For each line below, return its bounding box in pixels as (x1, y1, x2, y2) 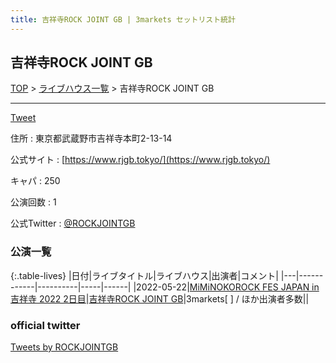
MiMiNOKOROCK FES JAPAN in (189, 281, 320, 293)
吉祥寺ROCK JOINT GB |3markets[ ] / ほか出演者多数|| (88, 292, 310, 305)
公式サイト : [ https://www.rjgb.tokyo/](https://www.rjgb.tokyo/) (10, 154, 271, 166)
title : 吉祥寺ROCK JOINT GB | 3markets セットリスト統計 (10, 14, 236, 25)
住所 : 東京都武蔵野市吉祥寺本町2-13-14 (10, 132, 173, 145)
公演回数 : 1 (10, 196, 57, 208)
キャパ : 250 (10, 175, 61, 187)
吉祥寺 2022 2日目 (10, 292, 87, 305)
